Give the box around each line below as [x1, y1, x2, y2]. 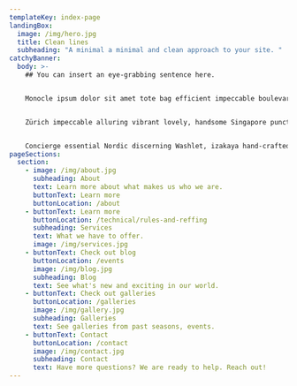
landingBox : [9, 21, 53, 30]
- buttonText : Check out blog [25, 248, 137, 257]
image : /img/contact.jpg [32, 346, 125, 356]
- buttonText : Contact [25, 330, 109, 339]
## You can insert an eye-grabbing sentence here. [25, 71, 216, 79]
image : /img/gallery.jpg [32, 306, 125, 314]
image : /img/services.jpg [32, 240, 128, 249]
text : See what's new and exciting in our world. [32, 281, 219, 290]
